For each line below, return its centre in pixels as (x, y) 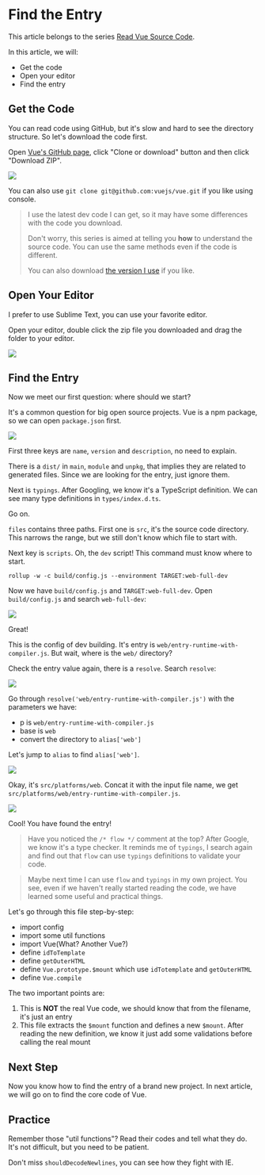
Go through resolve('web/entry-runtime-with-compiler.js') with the (121, 698)
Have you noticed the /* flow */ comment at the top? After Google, (138, 839)
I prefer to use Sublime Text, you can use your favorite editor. (108, 314)
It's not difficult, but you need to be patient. (79, 1147)
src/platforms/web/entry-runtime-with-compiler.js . (94, 794)
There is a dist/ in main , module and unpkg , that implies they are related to (127, 466)
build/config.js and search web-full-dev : (77, 599)
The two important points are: (57, 993)
